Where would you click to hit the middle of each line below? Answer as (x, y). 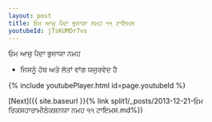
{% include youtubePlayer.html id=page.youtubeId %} (97, 86)
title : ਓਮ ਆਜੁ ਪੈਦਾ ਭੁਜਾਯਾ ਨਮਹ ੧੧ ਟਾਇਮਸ (72, 23)
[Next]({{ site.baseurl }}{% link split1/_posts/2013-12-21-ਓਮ (106, 101)
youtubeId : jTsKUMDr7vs (48, 31)
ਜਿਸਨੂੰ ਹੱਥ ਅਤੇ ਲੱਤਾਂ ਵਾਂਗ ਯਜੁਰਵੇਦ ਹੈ (68, 70)
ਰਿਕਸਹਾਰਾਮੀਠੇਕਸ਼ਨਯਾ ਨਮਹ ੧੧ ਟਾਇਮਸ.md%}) (76, 110)
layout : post (30, 16)
